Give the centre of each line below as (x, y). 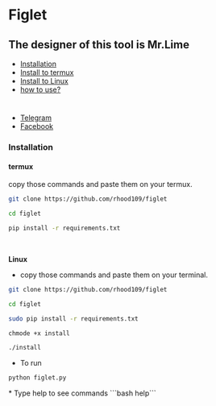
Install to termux (47, 72)
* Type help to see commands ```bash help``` (83, 393)
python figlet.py (37, 378)
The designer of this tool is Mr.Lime (99, 45)
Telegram (36, 118)
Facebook (37, 126)
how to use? (40, 89)
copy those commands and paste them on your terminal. (114, 275)
